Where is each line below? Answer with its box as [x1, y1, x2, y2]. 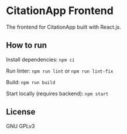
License [6, 107, 36, 117]
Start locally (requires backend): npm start [6, 90, 109, 97]
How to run [6, 40, 47, 50]
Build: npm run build [6, 78, 56, 85]
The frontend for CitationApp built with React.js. [6, 23, 121, 30]
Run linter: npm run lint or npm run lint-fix [6, 67, 114, 74]
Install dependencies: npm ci [6, 56, 75, 63]
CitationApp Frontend [6, 4, 114, 18]
